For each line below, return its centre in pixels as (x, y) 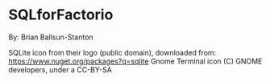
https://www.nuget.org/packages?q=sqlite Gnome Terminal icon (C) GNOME (135, 61)
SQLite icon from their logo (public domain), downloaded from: (112, 52)
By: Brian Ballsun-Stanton (51, 37)
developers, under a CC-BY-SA (60, 69)
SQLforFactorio (61, 15)
